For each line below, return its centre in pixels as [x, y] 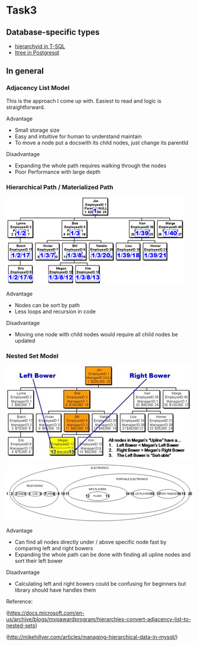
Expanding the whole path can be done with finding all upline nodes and [103, 555]
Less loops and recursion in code [55, 311]
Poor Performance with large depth [58, 171]
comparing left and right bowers [54, 548]
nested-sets [21, 626]
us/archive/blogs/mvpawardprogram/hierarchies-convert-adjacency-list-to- [98, 619]
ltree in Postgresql [37, 53]
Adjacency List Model [38, 88]
